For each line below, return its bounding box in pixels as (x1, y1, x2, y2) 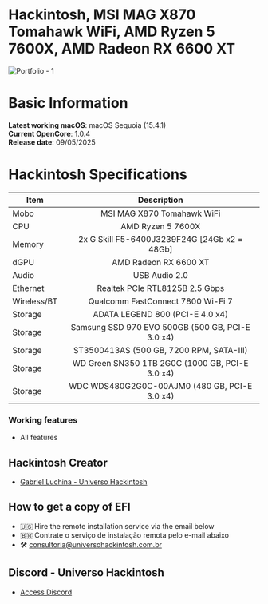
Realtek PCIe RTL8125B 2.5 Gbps (97, 282, 225, 293)
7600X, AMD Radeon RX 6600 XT (8, 40, 236, 58)
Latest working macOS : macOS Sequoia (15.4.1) (8, 120, 167, 129)
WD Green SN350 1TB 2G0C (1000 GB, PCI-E (72, 357, 249, 368)
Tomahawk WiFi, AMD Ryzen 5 (8, 22, 215, 41)
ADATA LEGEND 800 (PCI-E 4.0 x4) (93, 308, 229, 320)
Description (138, 194, 183, 205)
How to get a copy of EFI (8, 500, 131, 514)
